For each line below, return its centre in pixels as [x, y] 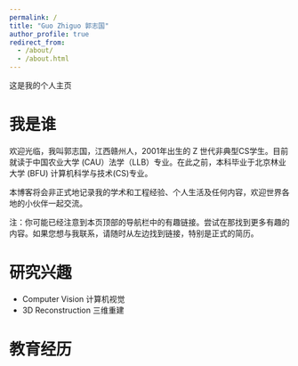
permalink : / [33, 17]
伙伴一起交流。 [60, 203]
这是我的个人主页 [40, 85]
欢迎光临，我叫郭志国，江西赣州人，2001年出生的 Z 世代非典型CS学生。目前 [149, 150]
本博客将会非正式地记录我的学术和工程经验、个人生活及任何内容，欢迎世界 [145, 191]
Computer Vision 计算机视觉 [73, 298]
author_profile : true [49, 34]
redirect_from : [37, 42]
